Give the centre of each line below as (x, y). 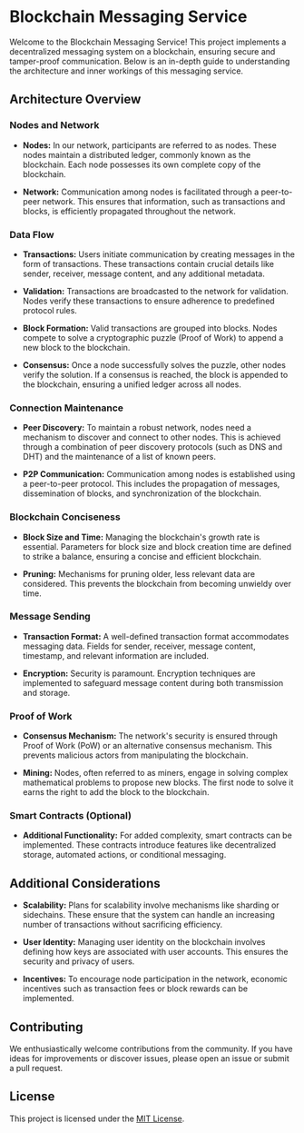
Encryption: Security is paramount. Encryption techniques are (139, 673)
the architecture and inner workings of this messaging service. (126, 71)
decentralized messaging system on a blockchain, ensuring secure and (142, 51)
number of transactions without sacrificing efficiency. (123, 925)
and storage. (46, 692)
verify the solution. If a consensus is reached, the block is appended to (155, 374)
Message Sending (50, 617)
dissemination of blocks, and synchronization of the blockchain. (142, 493)
